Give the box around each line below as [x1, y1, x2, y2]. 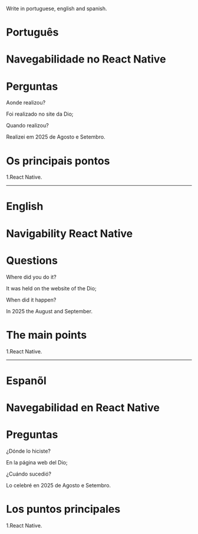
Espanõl [6, 374, 47, 387]
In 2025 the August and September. [6, 307, 93, 314]
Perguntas [6, 80, 58, 93]
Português [6, 26, 59, 39]
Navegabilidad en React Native [6, 401, 160, 414]
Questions [6, 254, 58, 267]
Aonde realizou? [6, 99, 46, 106]
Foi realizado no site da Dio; [6, 110, 74, 117]
